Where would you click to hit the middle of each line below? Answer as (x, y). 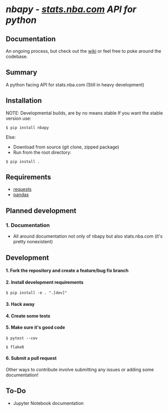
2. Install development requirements (45, 282)
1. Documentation (28, 225)
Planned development (41, 211)
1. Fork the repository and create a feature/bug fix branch (67, 271)
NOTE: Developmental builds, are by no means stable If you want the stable (85, 113)
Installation (24, 101)
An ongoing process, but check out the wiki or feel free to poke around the (83, 51)
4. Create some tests (28, 315)
